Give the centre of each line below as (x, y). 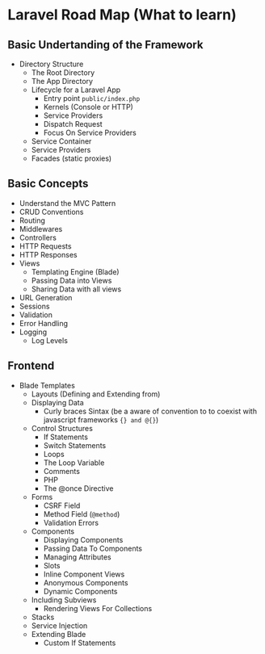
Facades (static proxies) (72, 158)
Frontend (31, 366)
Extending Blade (59, 634)
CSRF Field (62, 505)
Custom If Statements (80, 643)
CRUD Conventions (51, 212)
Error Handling (44, 323)
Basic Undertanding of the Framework (105, 45)
